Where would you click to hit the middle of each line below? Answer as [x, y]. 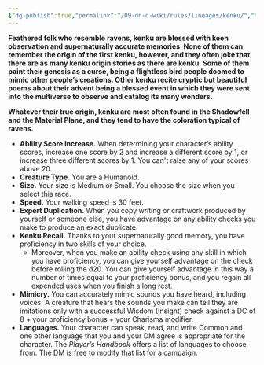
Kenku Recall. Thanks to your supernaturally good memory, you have [132, 235]
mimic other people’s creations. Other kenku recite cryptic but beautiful [128, 79]
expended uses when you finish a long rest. [102, 286]
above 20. [36, 168]
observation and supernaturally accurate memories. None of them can [126, 46]
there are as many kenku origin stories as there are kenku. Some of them [129, 63]
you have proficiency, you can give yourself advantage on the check [142, 260]
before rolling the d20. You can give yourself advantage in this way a [142, 269]
